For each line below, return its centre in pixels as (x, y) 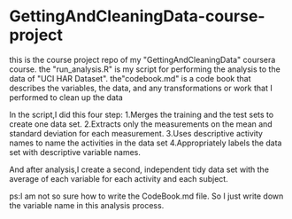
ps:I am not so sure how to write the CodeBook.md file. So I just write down (146, 196)
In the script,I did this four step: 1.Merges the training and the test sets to (142, 114)
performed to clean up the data (66, 97)
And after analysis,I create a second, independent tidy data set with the (139, 169)
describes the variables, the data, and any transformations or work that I (141, 88)
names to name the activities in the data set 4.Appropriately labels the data (146, 143)
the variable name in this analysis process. (87, 205)
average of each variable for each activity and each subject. (119, 178)
